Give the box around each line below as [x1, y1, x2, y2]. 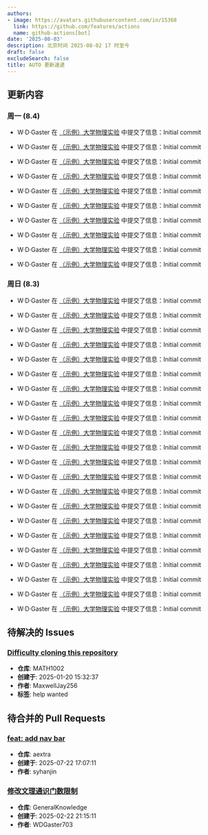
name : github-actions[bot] [13, 29, 91, 37]
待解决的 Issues [7, 626, 74, 638]
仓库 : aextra [17, 750, 52, 758]
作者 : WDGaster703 [17, 820, 74, 829]
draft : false [7, 49, 45, 56]
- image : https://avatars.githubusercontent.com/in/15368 [7, 17, 177, 23]
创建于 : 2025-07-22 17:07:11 [17, 758, 96, 767]
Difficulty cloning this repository [7, 647, 118, 657]
